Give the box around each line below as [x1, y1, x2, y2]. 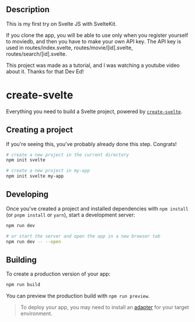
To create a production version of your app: [6, 270, 111, 277]
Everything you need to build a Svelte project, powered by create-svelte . [6, 108, 183, 115]
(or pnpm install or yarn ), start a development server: [6, 211, 135, 218]
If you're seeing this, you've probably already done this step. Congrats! [6, 140, 177, 147]
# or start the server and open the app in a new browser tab [6, 233, 161, 239]
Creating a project [6, 125, 73, 135]
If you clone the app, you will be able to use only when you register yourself [6, 32, 189, 39]
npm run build [6, 282, 41, 288]
